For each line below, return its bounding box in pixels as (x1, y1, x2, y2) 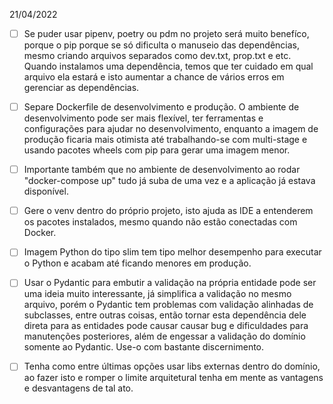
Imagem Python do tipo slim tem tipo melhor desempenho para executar (23, 246, 322, 258)
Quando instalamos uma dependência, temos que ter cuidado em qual (23, 60, 314, 73)
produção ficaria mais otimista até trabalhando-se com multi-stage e (23, 134, 308, 146)
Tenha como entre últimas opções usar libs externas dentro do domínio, (23, 360, 321, 373)
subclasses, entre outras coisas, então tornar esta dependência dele (23, 309, 307, 321)
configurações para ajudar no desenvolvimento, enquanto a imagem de (23, 123, 319, 135)
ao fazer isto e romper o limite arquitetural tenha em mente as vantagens (23, 372, 324, 384)
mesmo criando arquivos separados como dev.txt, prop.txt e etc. (23, 50, 292, 62)
